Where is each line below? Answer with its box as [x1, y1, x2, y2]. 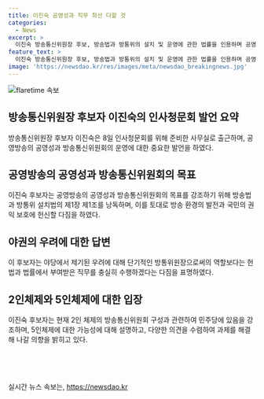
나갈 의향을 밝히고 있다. [16, 335, 88, 344]
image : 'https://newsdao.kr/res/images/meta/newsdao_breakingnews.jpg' [8, 63, 247, 71]
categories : [8, 19, 47, 27]
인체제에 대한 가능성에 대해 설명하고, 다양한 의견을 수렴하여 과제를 [35, 325, 236, 334]
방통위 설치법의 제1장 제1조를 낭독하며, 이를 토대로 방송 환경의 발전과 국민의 [16, 200, 246, 209]
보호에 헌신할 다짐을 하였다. [16, 210, 101, 220]
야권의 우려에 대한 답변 [8, 235, 112, 249]
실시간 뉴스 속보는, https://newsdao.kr [8, 382, 128, 391]
